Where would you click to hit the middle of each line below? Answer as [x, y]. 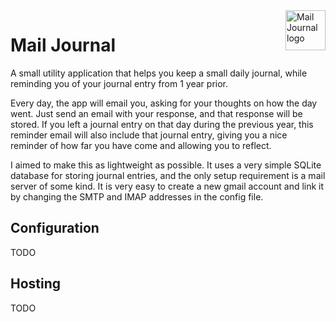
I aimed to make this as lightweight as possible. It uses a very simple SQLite [166, 165]
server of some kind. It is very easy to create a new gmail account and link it [167, 186]
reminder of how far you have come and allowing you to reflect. [141, 145]
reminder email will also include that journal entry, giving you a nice [149, 135]
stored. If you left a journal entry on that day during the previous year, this [162, 124]
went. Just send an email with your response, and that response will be [156, 113]
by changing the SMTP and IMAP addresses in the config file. [137, 196]
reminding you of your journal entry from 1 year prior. [119, 83]
